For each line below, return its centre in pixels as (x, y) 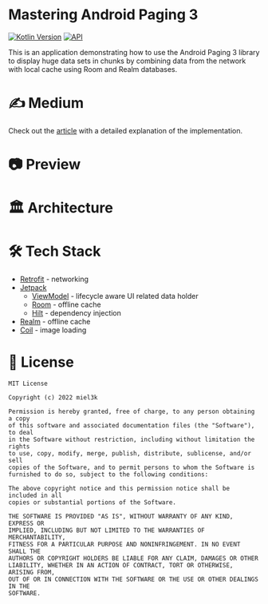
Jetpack (33, 288)
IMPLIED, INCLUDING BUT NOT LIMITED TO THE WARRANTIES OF (106, 530)
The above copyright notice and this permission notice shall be (119, 489)
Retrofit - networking (54, 279)
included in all (35, 496)
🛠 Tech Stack (55, 251)
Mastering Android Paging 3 (103, 15)
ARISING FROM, (32, 573)
